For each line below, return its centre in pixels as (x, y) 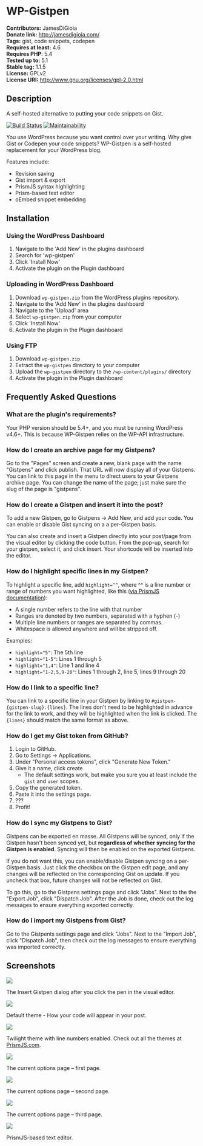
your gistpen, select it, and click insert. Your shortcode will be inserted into (100, 549)
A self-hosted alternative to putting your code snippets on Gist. (85, 113)
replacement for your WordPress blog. (54, 150)
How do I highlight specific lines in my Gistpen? (77, 571)
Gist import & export (40, 180)
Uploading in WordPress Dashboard (60, 284)
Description (29, 99)
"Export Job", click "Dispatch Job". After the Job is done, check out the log (100, 899)
